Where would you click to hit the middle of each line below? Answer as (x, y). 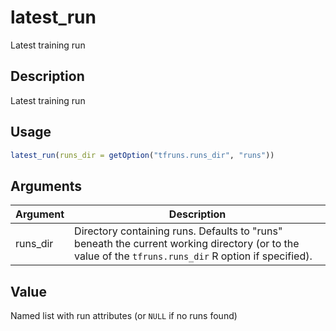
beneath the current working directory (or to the (187, 244)
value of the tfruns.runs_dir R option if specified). (193, 256)
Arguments (46, 186)
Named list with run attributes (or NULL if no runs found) (124, 316)
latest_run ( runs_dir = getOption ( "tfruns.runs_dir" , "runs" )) (142, 155)
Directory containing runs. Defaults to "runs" (178, 231)
